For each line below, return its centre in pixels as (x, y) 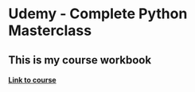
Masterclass (50, 31)
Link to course (33, 80)
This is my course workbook (80, 60)
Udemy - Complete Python (98, 14)
